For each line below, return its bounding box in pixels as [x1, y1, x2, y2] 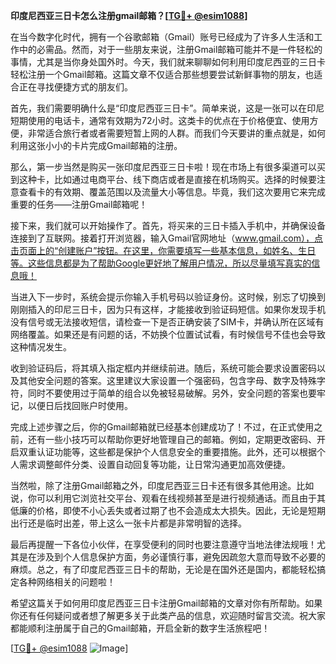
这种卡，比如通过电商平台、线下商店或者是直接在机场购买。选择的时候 [18, 174, 308, 185]
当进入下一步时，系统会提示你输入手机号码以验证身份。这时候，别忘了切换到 [10, 291, 326, 303]
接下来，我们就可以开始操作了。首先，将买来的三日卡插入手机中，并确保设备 [10, 220, 326, 231]
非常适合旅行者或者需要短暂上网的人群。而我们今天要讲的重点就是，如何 [27, 127, 326, 139]
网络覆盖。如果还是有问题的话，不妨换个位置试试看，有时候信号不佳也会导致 [10, 329, 326, 340]
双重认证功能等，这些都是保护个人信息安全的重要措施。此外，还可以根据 [18, 446, 317, 458]
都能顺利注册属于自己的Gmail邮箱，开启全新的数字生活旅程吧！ [10, 622, 271, 634]
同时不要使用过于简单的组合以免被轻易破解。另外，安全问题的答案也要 [27, 387, 317, 399]
